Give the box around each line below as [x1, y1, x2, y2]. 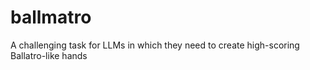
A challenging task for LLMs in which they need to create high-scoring [10, 39, 300, 51]
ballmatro [10, 6, 92, 29]
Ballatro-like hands [10, 49, 88, 61]
